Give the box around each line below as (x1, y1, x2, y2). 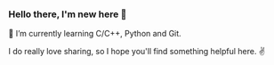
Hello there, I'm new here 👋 (8, 8, 127, 20)
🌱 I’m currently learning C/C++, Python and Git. (8, 28, 181, 39)
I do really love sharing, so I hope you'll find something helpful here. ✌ (8, 46, 266, 57)
